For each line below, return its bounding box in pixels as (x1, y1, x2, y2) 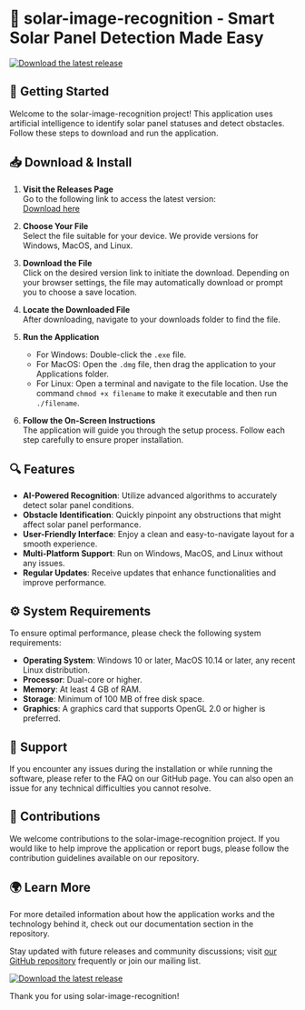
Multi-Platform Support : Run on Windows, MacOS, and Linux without (22, 548, 283, 559)
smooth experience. (22, 538, 98, 549)
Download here (22, 203, 80, 214)
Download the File (22, 257, 93, 268)
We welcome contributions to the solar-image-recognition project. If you (9, 833, 280, 844)
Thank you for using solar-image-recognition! (9, 990, 180, 1001)
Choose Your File (22, 220, 89, 231)
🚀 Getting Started (9, 84, 110, 99)
